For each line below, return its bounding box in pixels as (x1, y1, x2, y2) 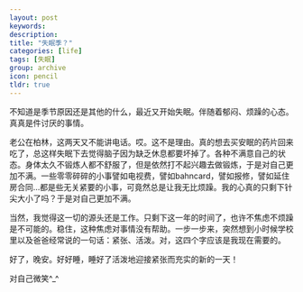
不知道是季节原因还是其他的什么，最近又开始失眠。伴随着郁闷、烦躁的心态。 (9, 105, 294, 117)
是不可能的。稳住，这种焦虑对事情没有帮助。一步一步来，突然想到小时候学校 (9, 223, 294, 234)
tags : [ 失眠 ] (9, 55, 56, 64)
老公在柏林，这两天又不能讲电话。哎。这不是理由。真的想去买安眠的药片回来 (9, 136, 294, 147)
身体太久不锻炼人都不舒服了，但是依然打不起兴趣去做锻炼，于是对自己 (24, 159, 286, 169)
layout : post (9, 13, 59, 23)
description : (9, 30, 59, 39)
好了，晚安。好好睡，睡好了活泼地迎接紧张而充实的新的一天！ (9, 253, 239, 264)
